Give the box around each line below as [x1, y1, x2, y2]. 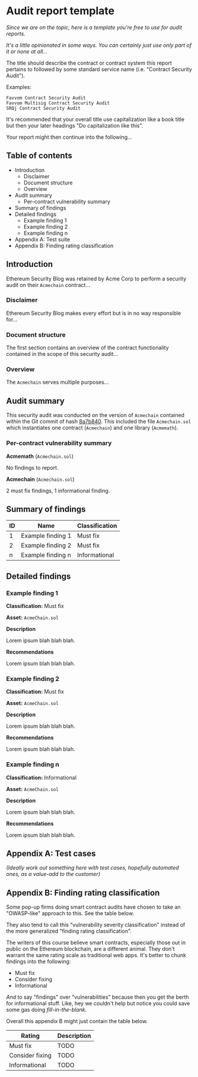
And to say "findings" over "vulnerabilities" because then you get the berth [6, 993, 189, 1000]
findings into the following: [6, 958, 71, 965]
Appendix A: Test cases [6, 849, 96, 859]
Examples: [6, 83, 31, 90]
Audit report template [6, 4, 114, 18]
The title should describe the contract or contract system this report [6, 59, 172, 66]
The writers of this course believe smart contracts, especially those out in [6, 939, 186, 947]
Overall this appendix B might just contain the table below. [6, 1018, 148, 1025]
